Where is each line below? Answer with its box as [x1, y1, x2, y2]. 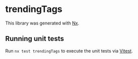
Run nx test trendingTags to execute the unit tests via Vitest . [5, 47, 133, 53]
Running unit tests [5, 34, 64, 43]
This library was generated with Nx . [5, 20, 79, 26]
